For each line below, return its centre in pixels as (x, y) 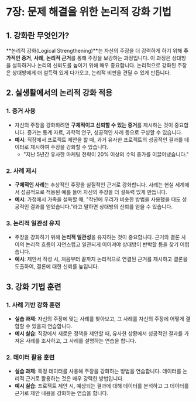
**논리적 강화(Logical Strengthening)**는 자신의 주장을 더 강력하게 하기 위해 (94, 51)
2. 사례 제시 (21, 171)
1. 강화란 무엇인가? (38, 35)
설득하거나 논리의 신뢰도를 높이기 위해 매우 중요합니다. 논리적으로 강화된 (94, 65)
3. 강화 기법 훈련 (34, 287)
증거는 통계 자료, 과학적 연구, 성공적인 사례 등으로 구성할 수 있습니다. (105, 132)
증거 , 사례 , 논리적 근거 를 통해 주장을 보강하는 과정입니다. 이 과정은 (96, 58)
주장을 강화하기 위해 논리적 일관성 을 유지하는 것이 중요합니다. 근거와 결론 (97, 237)
